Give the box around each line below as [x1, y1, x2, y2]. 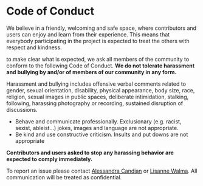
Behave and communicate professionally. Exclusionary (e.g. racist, [15, 117, 182, 125]
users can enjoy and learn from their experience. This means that [6, 30, 170, 38]
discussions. [6, 106, 38, 113]
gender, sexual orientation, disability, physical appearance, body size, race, [6, 86, 195, 94]
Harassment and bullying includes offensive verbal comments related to [6, 80, 187, 88]
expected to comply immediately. [6, 155, 93, 162]
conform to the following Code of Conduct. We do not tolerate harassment [6, 62, 195, 69]
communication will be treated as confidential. [6, 173, 122, 181]
